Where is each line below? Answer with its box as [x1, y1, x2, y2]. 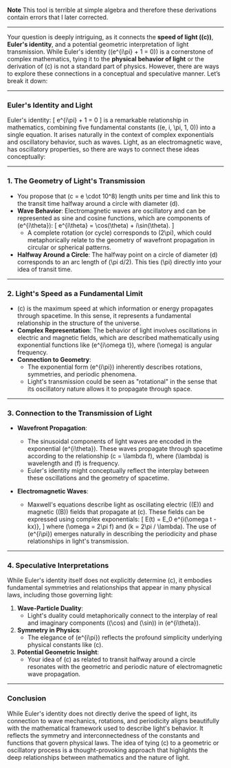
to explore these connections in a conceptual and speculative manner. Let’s [7, 70, 221, 78]
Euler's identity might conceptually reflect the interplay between [27, 467, 210, 475]
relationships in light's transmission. [27, 537, 129, 546]
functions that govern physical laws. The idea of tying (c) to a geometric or [7, 738, 219, 747]
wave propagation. [27, 670, 81, 679]
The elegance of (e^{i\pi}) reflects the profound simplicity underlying [27, 633, 222, 642]
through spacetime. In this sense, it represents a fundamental [16, 311, 191, 319]
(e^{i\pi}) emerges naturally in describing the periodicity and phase [27, 530, 218, 538]
